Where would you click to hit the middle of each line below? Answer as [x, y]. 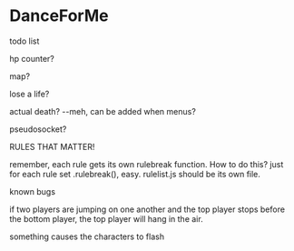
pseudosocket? [38, 129]
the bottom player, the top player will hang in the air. [106, 218]
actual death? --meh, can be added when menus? [103, 111]
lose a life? [29, 94]
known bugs [33, 191]
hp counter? [32, 58]
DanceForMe [59, 16]
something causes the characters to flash [87, 236]
